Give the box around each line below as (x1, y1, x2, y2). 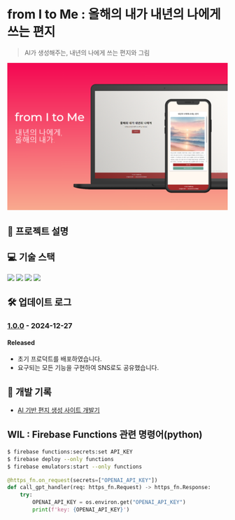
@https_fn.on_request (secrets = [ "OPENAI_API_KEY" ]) (7, 477, 158, 484)
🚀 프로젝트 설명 (7, 226, 69, 237)
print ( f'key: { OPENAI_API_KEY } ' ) (32, 506, 130, 514)
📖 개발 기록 (7, 386, 52, 398)
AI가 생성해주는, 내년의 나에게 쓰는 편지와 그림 (24, 48, 150, 57)
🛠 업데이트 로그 (7, 296, 72, 308)
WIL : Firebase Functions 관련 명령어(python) (7, 428, 203, 440)
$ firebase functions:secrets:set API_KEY (7, 448, 133, 456)
